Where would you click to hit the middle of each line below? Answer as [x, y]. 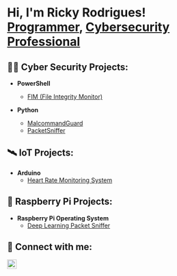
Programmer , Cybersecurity [88, 27]
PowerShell [33, 83]
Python [28, 110]
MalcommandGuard [55, 123]
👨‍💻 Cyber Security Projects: [68, 67]
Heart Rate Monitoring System [70, 180]
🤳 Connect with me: [50, 247]
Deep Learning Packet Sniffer [69, 225]
